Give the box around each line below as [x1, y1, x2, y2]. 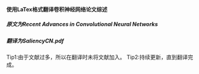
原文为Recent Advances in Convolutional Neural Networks [6, 21, 158, 28]
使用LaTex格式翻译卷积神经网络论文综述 [6, 5, 108, 13]
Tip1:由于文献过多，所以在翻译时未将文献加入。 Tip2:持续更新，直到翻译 [6, 53, 188, 61]
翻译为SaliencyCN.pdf [6, 37, 64, 44]
